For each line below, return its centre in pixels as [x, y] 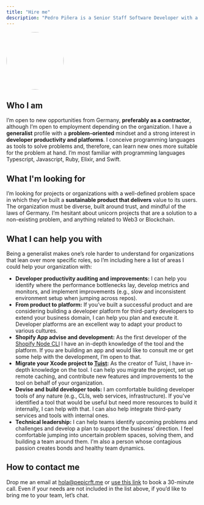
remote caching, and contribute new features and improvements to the [104, 376]
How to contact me [43, 467]
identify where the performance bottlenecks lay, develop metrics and [102, 285]
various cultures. [36, 330]
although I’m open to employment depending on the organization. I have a [99, 127]
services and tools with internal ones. [62, 415]
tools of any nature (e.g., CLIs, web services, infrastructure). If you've [103, 396]
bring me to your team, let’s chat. [48, 495]
